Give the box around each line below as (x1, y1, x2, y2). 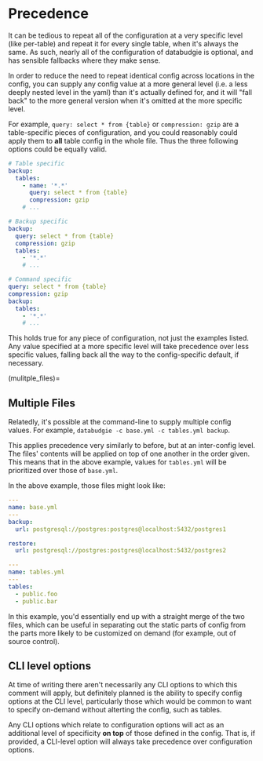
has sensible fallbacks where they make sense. (8, 56, 161, 65)
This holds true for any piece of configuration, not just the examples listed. (8, 333, 250, 343)
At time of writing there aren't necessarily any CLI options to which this (8, 680, 238, 690)
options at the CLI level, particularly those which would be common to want (8, 697, 252, 706)
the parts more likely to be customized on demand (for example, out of (8, 628, 237, 638)
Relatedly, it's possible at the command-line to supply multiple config (8, 417, 232, 427)
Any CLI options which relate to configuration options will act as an (8, 720, 225, 730)
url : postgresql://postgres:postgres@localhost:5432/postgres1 (15, 525, 226, 533)
